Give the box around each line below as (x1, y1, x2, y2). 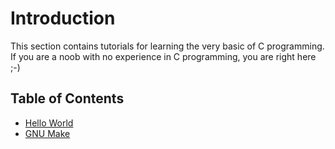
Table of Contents (10, 90, 125, 107)
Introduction (10, 7, 116, 30)
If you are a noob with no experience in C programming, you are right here (10, 50, 317, 62)
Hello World (24, 117, 74, 129)
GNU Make (24, 127, 71, 139)
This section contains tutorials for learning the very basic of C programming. (10, 40, 325, 52)
